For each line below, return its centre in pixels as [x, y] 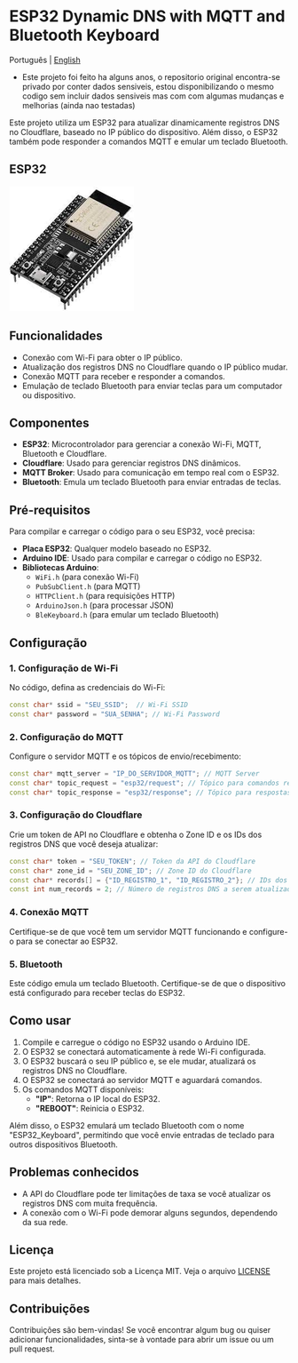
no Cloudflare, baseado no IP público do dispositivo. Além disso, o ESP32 [144, 132]
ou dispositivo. [49, 395]
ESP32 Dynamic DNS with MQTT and [147, 16]
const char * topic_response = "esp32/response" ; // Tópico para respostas [150, 793]
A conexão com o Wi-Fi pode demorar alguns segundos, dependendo [149, 1212]
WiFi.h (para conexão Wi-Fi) [87, 577]
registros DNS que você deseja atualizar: [84, 844]
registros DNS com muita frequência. [90, 1203]
